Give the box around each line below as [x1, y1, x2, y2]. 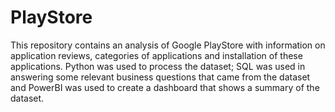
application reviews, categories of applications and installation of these [10, 49, 303, 61]
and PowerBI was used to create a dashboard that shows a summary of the [10, 81, 320, 93]
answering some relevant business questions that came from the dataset [10, 71, 311, 83]
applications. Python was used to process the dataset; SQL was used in [10, 60, 306, 72]
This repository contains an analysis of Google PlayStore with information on [10, 39, 326, 51]
